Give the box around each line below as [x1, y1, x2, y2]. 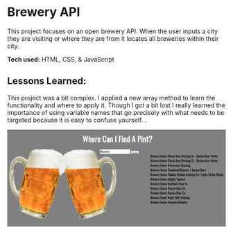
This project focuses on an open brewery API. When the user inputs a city [7, 27, 218, 35]
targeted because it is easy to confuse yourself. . [7, 116, 147, 124]
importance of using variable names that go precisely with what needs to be [7, 108, 225, 116]
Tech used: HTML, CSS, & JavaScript [7, 55, 114, 63]
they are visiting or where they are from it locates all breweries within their [7, 34, 219, 42]
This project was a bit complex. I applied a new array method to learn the [7, 93, 216, 102]
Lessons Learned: [7, 75, 87, 87]
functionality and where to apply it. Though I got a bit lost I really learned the [7, 101, 225, 109]
